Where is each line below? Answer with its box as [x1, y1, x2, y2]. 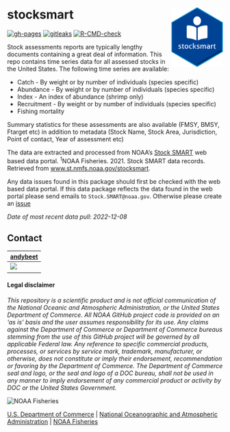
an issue [7, 199, 31, 207]
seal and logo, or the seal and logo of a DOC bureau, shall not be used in [7, 369, 214, 377]
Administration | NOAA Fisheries [7, 417, 98, 425]
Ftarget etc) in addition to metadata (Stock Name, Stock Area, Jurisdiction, [7, 128, 218, 136]
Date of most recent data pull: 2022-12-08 [7, 213, 128, 221]
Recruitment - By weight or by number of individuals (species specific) [16, 99, 217, 108]
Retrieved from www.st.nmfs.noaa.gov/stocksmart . [7, 164, 151, 172]
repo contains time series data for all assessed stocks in [7, 57, 166, 65]
